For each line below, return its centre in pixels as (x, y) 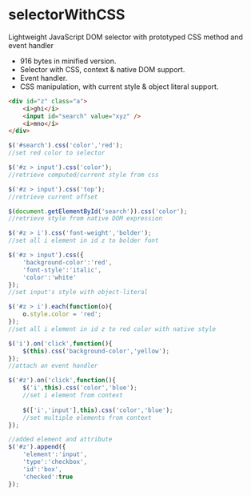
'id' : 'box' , (42, 469)
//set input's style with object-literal (78, 292)
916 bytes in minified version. (68, 61)
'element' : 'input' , (55, 454)
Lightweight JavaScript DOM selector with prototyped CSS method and (126, 37)
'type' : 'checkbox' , (55, 462)
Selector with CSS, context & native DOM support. (102, 69)
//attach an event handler (53, 366)
